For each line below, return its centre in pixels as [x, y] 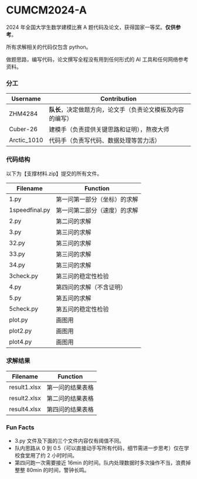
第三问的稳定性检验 [82, 276]
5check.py [23, 309]
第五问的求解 [73, 298]
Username [26, 99]
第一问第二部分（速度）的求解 [97, 210]
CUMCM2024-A [46, 10]
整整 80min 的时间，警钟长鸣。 [52, 470]
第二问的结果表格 [70, 398]
